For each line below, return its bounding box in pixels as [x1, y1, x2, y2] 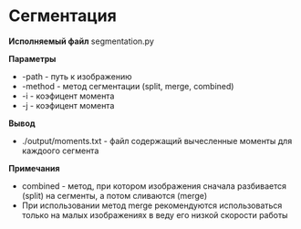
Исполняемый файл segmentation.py [8, 36, 154, 47]
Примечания [8, 162, 60, 173]
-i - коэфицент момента [21, 90, 115, 101]
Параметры [8, 53, 57, 64]
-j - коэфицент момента [21, 99, 115, 110]
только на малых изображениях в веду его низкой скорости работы [21, 209, 288, 220]
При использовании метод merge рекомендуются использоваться [21, 200, 283, 211]
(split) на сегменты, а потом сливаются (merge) [21, 190, 208, 201]
